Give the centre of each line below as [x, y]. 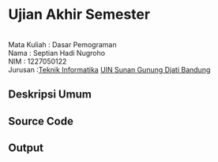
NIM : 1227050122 [38, 61]
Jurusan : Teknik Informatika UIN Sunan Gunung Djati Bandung [109, 69]
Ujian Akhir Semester [79, 15]
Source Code [41, 121]
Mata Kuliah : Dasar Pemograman [62, 44]
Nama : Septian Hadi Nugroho [56, 53]
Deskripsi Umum [50, 95]
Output [26, 148]
